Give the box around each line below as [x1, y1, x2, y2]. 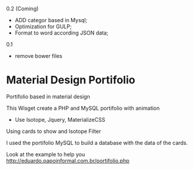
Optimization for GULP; [14, 23, 72, 30]
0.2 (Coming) [6, 5, 39, 12]
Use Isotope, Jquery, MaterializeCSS [14, 116, 106, 123]
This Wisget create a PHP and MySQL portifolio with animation [6, 104, 160, 112]
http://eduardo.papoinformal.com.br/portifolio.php [6, 157, 130, 164]
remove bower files [14, 52, 63, 59]
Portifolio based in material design [6, 92, 91, 100]
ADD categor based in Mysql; [14, 17, 88, 23]
